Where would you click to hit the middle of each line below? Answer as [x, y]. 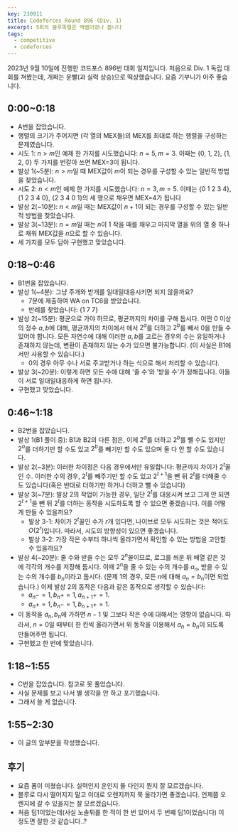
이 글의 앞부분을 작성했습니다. [59, 742]
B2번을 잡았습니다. [43, 431]
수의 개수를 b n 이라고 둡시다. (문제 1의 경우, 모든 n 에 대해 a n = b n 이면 [120, 578]
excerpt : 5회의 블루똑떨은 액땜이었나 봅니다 [65, 27]
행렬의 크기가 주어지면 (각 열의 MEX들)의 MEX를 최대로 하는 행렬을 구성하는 [123, 135]
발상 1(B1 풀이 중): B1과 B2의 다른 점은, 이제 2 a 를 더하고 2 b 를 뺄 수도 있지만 [121, 439]
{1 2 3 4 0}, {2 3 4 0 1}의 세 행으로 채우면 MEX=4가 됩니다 [99, 198]
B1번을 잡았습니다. [43, 283]
